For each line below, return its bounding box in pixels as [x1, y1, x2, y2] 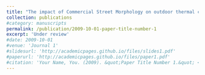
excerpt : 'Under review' [6, 31, 70, 37]
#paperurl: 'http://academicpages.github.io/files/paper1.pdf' [6, 54, 171, 60]
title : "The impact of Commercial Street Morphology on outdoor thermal [6, 8, 195, 15]
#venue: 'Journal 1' [6, 43, 59, 49]
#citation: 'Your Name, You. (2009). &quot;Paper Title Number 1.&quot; [6, 59, 195, 65]
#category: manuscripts [6, 20, 67, 26]
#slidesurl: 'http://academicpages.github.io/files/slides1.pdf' [6, 48, 176, 54]
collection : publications [6, 15, 72, 21]
